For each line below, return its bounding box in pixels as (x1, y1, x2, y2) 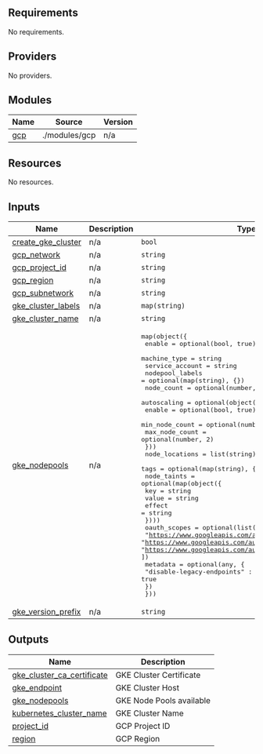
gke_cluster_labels (12, 301, 81, 311)
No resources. (8, 177, 54, 187)
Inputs (8, 200, 41, 213)
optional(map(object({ (140, 479, 222, 488)
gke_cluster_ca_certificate (12, 669, 108, 680)
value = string (144, 494, 200, 503)
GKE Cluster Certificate (115, 669, 201, 680)
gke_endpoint (12, 682, 63, 693)
